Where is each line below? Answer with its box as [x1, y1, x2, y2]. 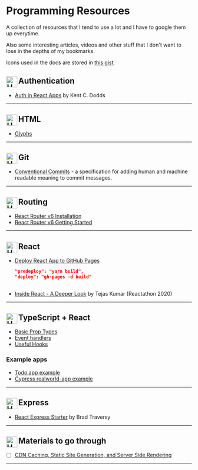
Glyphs [14, 130, 32, 137]
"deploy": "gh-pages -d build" [14, 274, 92, 280]
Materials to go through [18, 436, 107, 446]
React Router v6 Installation [14, 213, 82, 220]
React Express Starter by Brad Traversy [14, 413, 111, 421]
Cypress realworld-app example [14, 375, 93, 382]
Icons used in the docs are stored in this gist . [6, 59, 115, 66]
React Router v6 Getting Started [14, 219, 93, 226]
